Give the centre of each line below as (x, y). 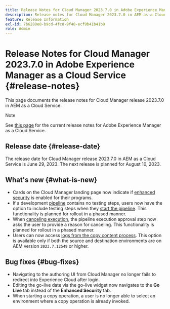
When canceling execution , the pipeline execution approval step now (84, 219)
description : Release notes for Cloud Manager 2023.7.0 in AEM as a (79, 15)
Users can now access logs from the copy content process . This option (87, 235)
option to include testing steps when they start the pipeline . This (79, 208)
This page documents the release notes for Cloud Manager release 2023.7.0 (85, 100)
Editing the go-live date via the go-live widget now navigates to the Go (86, 285)
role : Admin (18, 29)
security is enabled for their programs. (53, 198)
